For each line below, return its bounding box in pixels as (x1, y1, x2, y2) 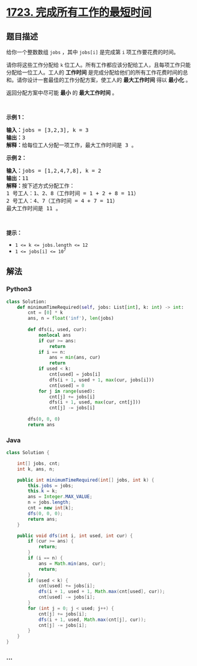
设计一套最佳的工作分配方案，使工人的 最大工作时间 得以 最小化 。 (26, 76, 191, 83)
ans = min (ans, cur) (49, 355, 101, 361)
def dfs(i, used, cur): (28, 326, 87, 333)
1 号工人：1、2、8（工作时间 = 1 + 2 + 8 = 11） (6, 190, 139, 196)
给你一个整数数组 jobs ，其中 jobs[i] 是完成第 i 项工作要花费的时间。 (6, 49, 179, 55)
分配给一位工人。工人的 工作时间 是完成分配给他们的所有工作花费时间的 (6, 69, 183, 76)
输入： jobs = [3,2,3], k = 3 (6, 127, 89, 133)
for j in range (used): (38, 388, 95, 394)
